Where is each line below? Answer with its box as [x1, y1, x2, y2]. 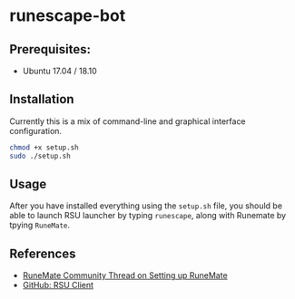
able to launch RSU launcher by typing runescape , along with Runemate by [9, 210, 287, 221]
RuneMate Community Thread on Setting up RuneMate [22, 270, 229, 281]
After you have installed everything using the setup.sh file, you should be [9, 200, 283, 211]
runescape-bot [9, 5, 126, 26]
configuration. [9, 125, 62, 136]
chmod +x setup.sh [9, 142, 79, 152]
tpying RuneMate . [9, 219, 71, 231]
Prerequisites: [9, 42, 91, 57]
